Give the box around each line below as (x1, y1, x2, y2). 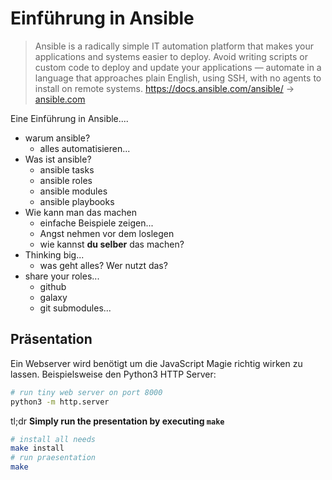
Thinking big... (24, 248, 85, 261)
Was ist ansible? (24, 153, 92, 165)
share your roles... (24, 270, 100, 282)
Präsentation (10, 331, 93, 348)
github (39, 280, 67, 292)
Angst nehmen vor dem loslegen (39, 227, 175, 239)
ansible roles (39, 174, 93, 186)
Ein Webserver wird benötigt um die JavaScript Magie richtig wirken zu (10, 357, 303, 369)
